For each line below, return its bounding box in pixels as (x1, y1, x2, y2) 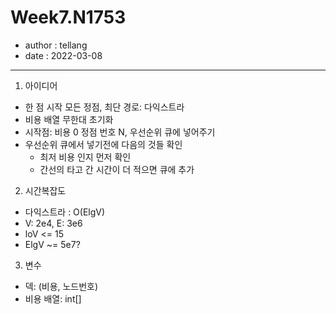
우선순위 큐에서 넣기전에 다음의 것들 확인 (24, 138, 183, 150)
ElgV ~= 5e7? (24, 238, 81, 250)
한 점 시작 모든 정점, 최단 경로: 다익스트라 (24, 101, 185, 113)
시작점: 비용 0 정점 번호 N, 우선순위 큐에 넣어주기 (24, 126, 216, 138)
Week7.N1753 (10, 6, 127, 29)
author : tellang (24, 39, 88, 51)
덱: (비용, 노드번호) (24, 280, 99, 292)
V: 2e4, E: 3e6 (24, 217, 83, 229)
